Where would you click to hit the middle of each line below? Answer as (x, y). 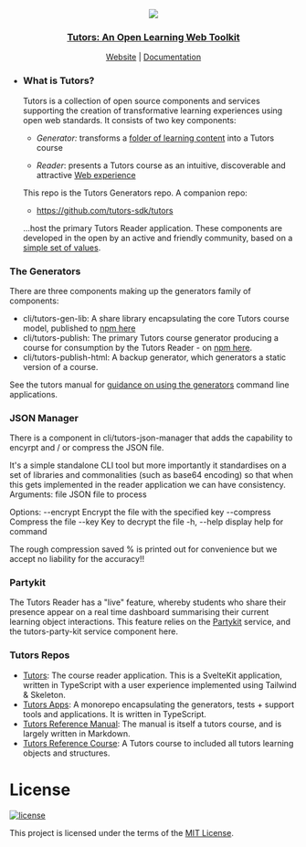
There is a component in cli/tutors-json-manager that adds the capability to (151, 438)
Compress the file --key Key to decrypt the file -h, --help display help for (147, 522)
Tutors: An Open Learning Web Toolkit (153, 37)
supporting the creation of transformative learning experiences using (153, 111)
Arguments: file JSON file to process (79, 494)
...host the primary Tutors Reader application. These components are (153, 228)
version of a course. (60, 366)
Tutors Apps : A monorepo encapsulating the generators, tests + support (158, 704)
